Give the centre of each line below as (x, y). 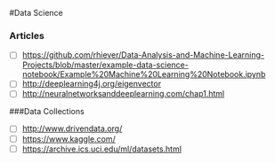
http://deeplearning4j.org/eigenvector (92, 84)
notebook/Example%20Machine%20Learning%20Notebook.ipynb (144, 74)
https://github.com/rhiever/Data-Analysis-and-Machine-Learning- (143, 55)
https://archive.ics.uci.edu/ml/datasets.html (102, 149)
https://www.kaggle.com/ (69, 139)
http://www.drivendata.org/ (72, 128)
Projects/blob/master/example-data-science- (105, 65)
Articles (27, 35)
